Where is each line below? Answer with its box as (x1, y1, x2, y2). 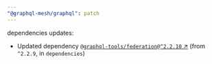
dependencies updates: (7, 29, 74, 37)
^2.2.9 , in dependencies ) (16, 49, 86, 57)
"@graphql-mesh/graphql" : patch (7, 10, 99, 17)
